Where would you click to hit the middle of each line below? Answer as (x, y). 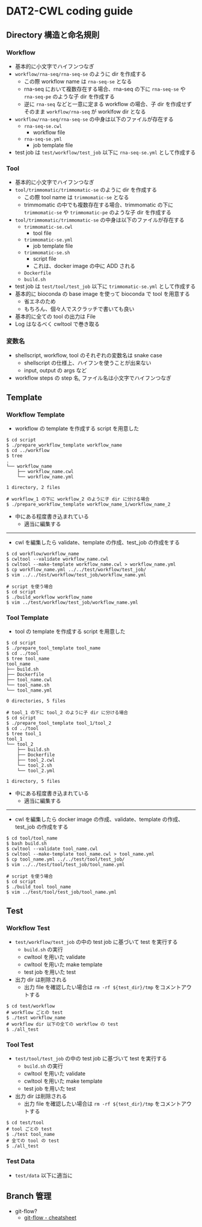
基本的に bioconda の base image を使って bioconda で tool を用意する (103, 294)
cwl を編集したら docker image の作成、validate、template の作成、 (99, 820)
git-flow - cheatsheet (50, 1217)
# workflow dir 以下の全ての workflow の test (62, 1024)
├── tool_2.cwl (36, 760)
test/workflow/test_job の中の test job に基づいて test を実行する (96, 942)
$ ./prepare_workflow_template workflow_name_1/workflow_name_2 (88, 505)
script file (44, 259)
